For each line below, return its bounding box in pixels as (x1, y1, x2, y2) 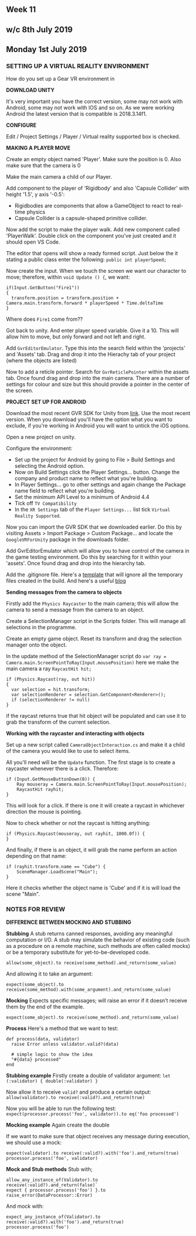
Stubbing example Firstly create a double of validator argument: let (6, 1071, 171, 1079)
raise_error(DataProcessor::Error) (6, 1192, 93, 1198)
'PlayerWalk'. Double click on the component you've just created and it (6, 232, 177, 239)
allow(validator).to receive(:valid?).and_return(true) (6, 1094, 145, 1100)
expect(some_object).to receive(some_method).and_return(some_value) (6, 1014, 180, 1021)
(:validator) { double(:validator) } (6, 1078, 98, 1084)
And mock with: (6, 1203, 44, 1210)
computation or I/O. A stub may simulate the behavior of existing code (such (6, 936, 190, 943)
